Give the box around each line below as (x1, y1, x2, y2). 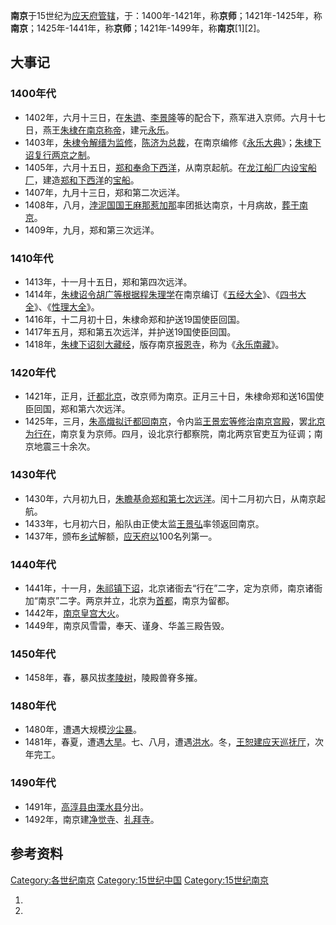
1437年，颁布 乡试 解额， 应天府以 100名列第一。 (24, 530, 218, 542)
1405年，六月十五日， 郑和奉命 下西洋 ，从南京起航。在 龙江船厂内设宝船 (24, 161, 317, 173)
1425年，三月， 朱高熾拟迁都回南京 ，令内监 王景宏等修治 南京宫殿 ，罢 (24, 415, 308, 428)
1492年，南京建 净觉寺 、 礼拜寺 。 (24, 813, 160, 825)
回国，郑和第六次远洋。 (33, 403, 131, 415)
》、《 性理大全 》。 (33, 300, 100, 313)
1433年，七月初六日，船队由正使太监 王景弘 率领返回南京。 (24, 517, 265, 529)
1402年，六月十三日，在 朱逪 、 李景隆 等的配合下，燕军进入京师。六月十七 (24, 111, 326, 123)
